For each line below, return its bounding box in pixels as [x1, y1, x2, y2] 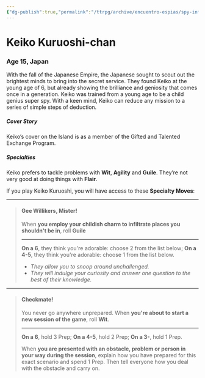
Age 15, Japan [6, 57, 49, 65]
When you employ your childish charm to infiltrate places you [21, 221, 181, 228]
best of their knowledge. [30, 276, 92, 283]
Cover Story [6, 117, 38, 125]
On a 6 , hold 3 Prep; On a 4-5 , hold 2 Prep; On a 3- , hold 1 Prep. [21, 333, 182, 341]
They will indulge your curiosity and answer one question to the [30, 270, 191, 277]
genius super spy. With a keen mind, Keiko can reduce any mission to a [6, 97, 185, 105]
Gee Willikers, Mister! [21, 207, 77, 214]
